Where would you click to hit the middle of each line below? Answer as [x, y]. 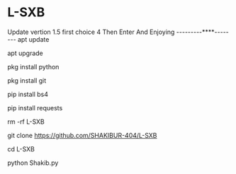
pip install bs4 [28, 94]
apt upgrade [26, 53]
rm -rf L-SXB [26, 122]
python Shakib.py [33, 163]
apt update [33, 39]
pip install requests [35, 108]
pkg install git [27, 80]
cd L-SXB [21, 149]
